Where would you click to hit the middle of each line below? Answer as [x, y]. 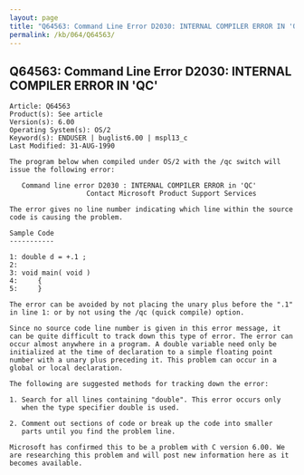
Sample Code [32, 233]
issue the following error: [62, 170]
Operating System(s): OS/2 [60, 131]
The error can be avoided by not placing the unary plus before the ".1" [152, 305]
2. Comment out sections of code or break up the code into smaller [141, 424]
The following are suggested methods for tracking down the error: [139, 384]
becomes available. [46, 463]
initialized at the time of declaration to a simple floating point [141, 353]
